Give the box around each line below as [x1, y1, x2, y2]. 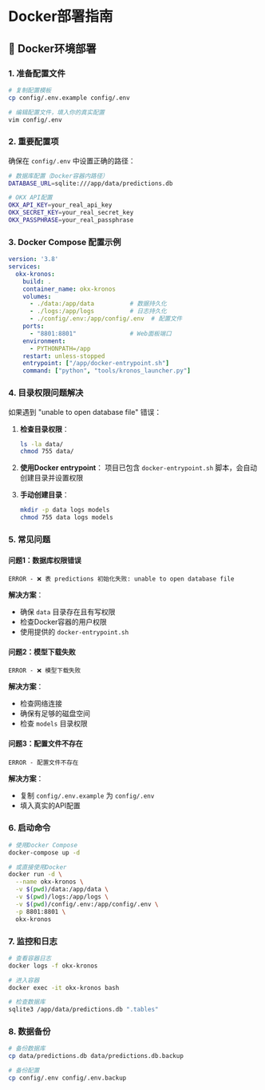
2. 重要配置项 [8, 136, 59, 147]
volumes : [22, 292, 52, 300]
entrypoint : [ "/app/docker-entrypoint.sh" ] [22, 360, 170, 368]
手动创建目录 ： [19, 490, 69, 500]
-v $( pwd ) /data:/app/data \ [15, 886, 109, 894]
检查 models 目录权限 [19, 718, 88, 729]
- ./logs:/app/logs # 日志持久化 [29, 308, 168, 316]
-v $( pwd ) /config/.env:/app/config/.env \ [15, 900, 159, 908]
